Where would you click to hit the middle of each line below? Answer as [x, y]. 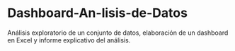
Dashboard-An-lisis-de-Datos [97, 13]
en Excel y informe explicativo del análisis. [69, 40]
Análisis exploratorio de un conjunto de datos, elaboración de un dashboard [118, 33]
